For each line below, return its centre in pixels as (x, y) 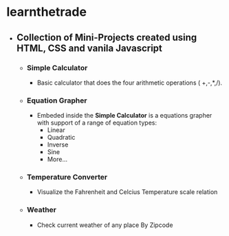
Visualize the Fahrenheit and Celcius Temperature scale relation (127, 192)
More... (57, 160)
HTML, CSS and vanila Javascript (89, 48)
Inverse (58, 144)
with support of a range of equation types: (97, 123)
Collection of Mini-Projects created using (107, 37)
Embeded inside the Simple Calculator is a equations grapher (124, 116)
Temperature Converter (67, 178)
